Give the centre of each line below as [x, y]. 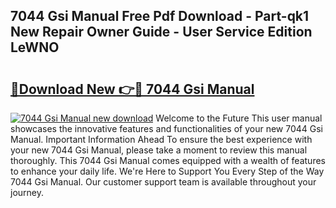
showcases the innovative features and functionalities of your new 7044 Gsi [167, 128]
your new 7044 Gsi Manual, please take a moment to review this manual [159, 150]
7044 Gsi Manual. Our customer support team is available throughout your [163, 182]
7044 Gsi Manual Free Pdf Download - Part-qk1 [160, 16]
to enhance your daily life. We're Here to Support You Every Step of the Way [167, 171]
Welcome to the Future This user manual [239, 118]
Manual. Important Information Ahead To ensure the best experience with [161, 139]
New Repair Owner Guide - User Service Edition [161, 32]
